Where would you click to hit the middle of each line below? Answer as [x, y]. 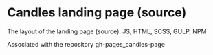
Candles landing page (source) [97, 13]
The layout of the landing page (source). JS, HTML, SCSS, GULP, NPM [107, 31]
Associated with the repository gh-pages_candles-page [86, 44]
